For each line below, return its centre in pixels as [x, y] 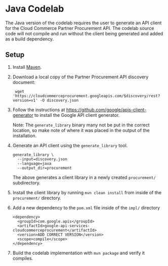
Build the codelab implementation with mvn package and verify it [79, 253]
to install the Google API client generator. [77, 115]
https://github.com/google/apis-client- [106, 110]
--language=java [34, 163]
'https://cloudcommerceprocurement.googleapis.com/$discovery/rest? [86, 96]
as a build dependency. [30, 39]
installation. [25, 136]
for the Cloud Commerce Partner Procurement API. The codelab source [80, 28]
